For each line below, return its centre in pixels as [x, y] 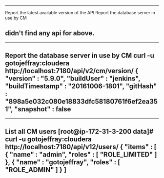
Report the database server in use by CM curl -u [80, 56]
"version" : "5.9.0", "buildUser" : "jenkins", [73, 79]
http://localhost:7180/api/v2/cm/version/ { [72, 71]
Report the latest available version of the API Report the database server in [80, 13]
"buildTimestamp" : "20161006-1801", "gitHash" [81, 86]
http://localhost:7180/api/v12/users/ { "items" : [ [81, 147]
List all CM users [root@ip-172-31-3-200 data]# [79, 132]
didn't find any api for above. [50, 33]
